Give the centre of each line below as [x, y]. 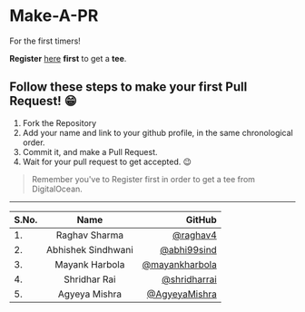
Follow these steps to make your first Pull [128, 87]
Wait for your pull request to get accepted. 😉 [107, 161]
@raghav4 [195, 235]
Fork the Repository [59, 122]
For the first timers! [45, 41]
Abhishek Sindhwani [90, 249]
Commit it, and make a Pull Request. [90, 151]
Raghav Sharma [90, 235]
